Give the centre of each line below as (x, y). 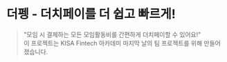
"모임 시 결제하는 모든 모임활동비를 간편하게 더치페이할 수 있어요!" (112, 34)
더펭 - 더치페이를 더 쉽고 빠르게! (91, 14)
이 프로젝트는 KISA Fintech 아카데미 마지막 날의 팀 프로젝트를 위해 (113, 43)
